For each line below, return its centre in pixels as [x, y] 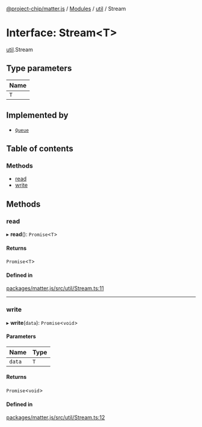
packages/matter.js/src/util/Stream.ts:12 [56, 417]
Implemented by [37, 116]
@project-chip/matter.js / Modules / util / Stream [66, 9]
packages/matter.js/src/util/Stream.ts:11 [55, 288]
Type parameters [39, 68]
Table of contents [40, 149]
